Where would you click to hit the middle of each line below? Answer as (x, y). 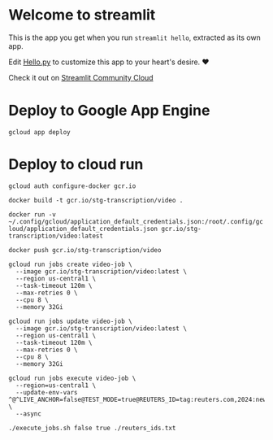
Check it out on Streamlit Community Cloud (81, 77)
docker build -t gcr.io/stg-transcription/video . (96, 200)
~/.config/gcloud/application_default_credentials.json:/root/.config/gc (136, 221)
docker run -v (32, 214)
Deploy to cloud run (76, 165)
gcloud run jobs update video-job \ (70, 321)
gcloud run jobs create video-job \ (70, 264)
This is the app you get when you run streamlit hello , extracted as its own (135, 37)
